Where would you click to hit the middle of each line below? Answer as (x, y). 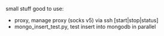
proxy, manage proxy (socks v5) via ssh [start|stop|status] (86, 20)
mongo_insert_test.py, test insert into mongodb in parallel (85, 27)
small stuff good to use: (35, 9)
